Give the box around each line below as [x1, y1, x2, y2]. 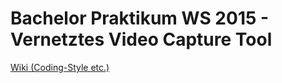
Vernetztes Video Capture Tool [10, 28, 273, 51]
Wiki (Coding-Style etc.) [10, 61, 110, 73]
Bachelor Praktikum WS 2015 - [10, 7, 270, 30]
